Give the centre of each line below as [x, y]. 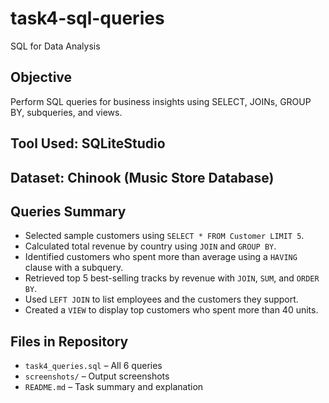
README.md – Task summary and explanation [114, 387]
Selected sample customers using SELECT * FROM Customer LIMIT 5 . [164, 236]
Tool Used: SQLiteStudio [88, 143]
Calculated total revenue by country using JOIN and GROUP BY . [150, 246]
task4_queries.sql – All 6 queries [93, 366]
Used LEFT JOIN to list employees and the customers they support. [161, 299]
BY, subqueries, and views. [66, 112]
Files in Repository [69, 341]
